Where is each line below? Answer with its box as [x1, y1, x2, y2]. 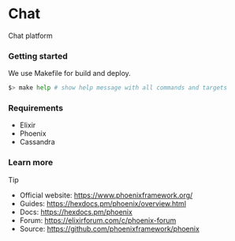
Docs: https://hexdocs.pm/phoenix [19, 207, 132, 217]
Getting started [8, 51, 69, 62]
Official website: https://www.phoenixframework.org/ [19, 190, 193, 200]
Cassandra [19, 137, 55, 147]
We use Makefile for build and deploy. [8, 69, 132, 78]
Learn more [8, 157, 54, 168]
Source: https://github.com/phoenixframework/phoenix [19, 224, 200, 233]
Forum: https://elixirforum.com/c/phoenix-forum [19, 215, 177, 225]
